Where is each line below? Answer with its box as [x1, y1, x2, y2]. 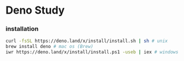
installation [5, 25, 39, 33]
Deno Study [5, 4, 65, 17]
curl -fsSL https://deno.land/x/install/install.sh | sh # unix [5, 38, 168, 44]
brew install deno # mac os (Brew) [5, 44, 94, 50]
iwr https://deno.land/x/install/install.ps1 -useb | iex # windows [5, 49, 179, 55]
